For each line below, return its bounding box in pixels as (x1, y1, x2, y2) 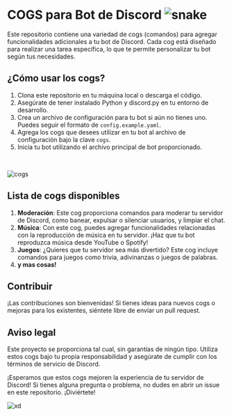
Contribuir (7, 280, 53, 292)
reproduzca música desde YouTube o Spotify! (17, 238, 149, 247)
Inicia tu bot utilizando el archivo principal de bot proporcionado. (17, 143, 203, 151)
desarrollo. (17, 105, 49, 114)
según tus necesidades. (7, 52, 76, 61)
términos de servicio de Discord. (7, 360, 101, 369)
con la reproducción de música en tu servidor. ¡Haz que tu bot (17, 231, 195, 239)
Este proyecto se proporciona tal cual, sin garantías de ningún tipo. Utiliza (7, 345, 218, 353)
